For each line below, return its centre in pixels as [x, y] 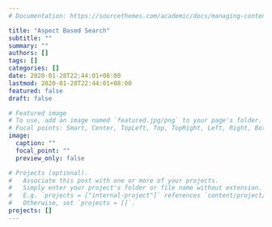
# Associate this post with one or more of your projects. [114, 180]
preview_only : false [50, 158]
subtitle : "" [30, 38]
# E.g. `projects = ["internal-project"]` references [104, 195]
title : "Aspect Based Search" [59, 30]
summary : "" [28, 45]
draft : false [30, 98]
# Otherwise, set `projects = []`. [72, 203]
